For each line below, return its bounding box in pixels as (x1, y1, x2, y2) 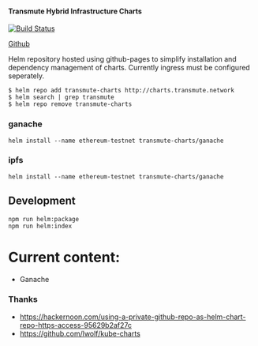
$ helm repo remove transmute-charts (8, 100, 133, 108)
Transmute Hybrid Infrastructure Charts (8, 6, 142, 16)
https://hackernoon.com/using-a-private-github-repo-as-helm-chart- (19, 312, 246, 322)
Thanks (8, 294, 38, 305)
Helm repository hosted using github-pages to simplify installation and (8, 55, 237, 64)
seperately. (8, 71, 45, 81)
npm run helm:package (8, 215, 80, 223)
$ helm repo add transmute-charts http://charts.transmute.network (8, 87, 235, 95)
